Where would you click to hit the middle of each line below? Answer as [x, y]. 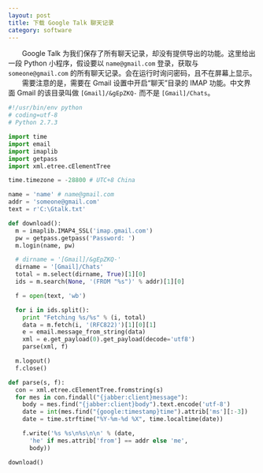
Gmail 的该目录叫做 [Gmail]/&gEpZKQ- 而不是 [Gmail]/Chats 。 [116, 93]
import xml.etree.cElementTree [59, 166]
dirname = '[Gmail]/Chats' [59, 267]
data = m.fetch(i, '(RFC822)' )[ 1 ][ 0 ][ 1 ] [89, 325]
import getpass [33, 158]
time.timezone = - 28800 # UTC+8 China [72, 181]
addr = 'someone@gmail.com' [54, 202]
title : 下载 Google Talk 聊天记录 [61, 23]
